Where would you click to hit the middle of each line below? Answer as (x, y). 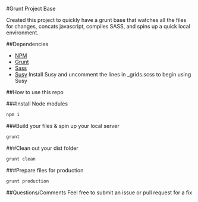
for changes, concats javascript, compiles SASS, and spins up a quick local (98, 26)
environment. (22, 33)
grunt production (28, 181)
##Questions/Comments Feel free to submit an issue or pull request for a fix (99, 193)
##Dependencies (27, 44)
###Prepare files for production (45, 170)
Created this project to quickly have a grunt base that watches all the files (96, 20)
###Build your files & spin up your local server (63, 126)
